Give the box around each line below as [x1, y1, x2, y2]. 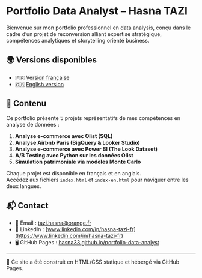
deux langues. [6, 182, 41, 190]
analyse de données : [6, 121, 60, 128]
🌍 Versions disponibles [6, 55, 97, 65]
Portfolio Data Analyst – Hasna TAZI [6, 4, 188, 18]
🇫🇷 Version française [14, 74, 70, 81]
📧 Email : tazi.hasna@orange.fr [14, 219, 92, 226]
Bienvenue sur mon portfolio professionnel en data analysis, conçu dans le [6, 24, 191, 31]
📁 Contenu [6, 98, 47, 109]
